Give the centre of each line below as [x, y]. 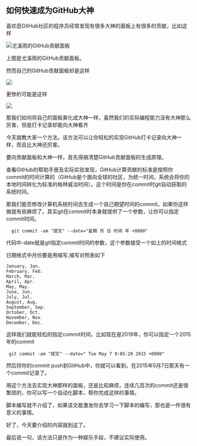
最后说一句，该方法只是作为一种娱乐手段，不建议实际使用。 [78, 437]
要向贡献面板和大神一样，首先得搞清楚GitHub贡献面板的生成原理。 [86, 157]
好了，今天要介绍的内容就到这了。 [47, 425]
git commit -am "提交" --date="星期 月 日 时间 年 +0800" [80, 231]
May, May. [18, 286]
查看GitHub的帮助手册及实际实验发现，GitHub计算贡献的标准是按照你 [90, 170]
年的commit [20, 342]
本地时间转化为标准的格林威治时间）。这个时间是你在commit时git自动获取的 [96, 184]
